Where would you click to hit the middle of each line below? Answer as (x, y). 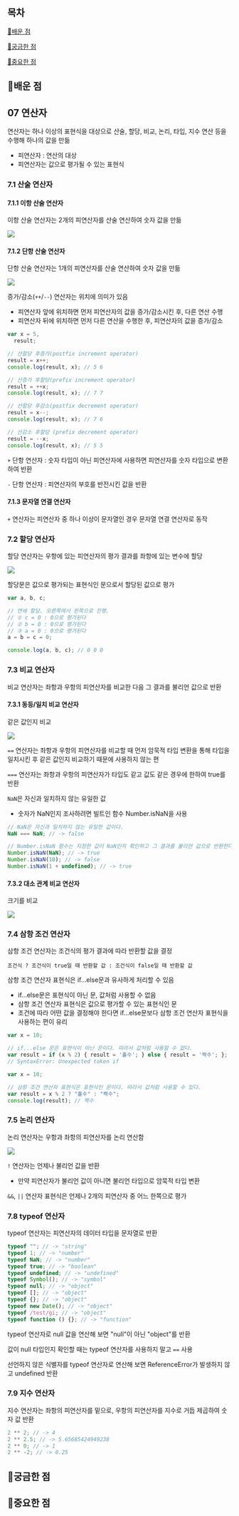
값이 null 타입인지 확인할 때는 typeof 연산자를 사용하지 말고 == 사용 (100, 1349)
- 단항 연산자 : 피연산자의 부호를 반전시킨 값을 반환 (77, 484)
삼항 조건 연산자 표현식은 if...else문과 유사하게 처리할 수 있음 (91, 980)
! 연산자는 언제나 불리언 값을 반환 (54, 1165)
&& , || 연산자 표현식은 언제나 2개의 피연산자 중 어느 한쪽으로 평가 (97, 1196)
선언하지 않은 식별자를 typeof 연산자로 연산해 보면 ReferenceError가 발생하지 (115, 1364)
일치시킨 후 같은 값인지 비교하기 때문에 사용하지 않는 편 (83, 759)
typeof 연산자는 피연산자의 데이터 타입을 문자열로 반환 (83, 1233)
